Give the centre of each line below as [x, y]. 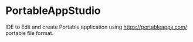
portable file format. [30, 33]
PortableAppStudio [53, 11]
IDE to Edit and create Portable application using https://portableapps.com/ [96, 27]
